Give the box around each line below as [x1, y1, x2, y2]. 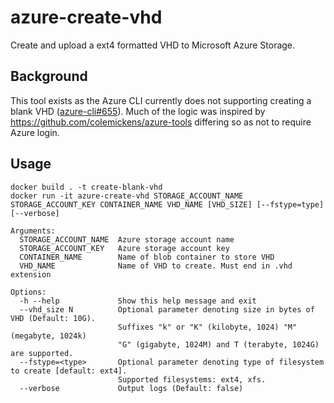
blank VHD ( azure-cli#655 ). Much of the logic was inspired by [10, 105, 266, 117]
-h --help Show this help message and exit [19, 296, 257, 306]
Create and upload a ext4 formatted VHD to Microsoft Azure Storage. [10, 39, 296, 51]
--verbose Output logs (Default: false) [19, 383, 244, 393]
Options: [10, 287, 47, 297]
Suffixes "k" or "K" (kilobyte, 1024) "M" [117, 322, 298, 332]
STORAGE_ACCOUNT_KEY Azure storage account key [19, 243, 230, 253]
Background [10, 68, 88, 85]
